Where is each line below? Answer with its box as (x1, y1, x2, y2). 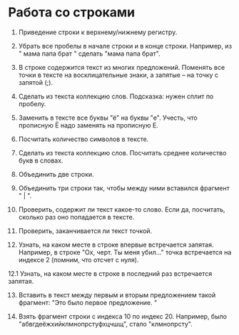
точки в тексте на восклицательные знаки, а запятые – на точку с (18, 71, 219, 79)
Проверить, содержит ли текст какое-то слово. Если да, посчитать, (18, 205, 225, 214)
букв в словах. (18, 156, 63, 165)
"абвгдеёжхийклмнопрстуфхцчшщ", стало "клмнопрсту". (18, 319, 193, 328)
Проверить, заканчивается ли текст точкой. (18, 226, 153, 235)
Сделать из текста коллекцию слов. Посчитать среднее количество (18, 148, 227, 157)
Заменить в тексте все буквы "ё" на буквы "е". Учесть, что (18, 113, 198, 122)
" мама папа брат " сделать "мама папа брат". (18, 49, 161, 58)
